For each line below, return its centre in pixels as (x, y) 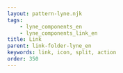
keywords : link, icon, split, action (62, 53)
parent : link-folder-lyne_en (49, 46)
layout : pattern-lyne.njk (44, 14)
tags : (15, 20)
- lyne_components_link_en (59, 33)
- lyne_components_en (51, 26)
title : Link (24, 40)
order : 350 (23, 59)
